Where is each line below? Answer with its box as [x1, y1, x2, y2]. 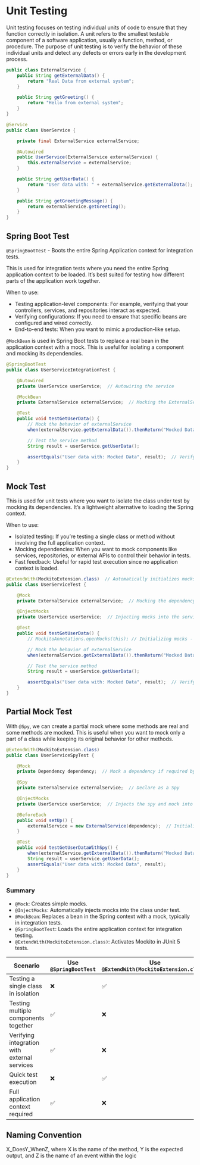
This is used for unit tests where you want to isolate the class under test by [6, 497, 190, 504]
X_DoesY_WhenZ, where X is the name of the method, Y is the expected [6, 1146, 183, 1153]
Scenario [14, 961, 40, 970]
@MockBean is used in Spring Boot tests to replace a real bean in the [6, 338, 169, 344]
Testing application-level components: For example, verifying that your [14, 301, 189, 307]
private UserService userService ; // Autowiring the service [17, 383, 174, 389]
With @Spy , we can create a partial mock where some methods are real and [6, 722, 189, 730]
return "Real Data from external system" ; [27, 78, 135, 84]
